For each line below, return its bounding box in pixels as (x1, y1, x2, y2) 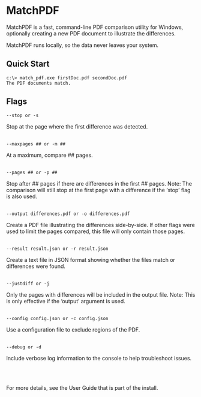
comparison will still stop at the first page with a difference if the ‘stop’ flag (6, 186, 191, 193)
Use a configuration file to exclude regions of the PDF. (6, 326, 140, 333)
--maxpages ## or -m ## (6, 141, 66, 147)
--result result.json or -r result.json (6, 246, 109, 252)
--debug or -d (6, 344, 42, 350)
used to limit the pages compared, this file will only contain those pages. (6, 228, 185, 235)
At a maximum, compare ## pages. (6, 151, 93, 159)
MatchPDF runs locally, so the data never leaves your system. (6, 41, 159, 49)
